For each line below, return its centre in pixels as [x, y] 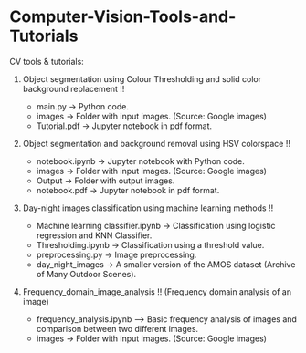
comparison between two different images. [117, 328]
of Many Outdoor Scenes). [86, 274]
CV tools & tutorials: [47, 61]
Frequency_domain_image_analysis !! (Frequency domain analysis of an [157, 291]
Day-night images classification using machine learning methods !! [148, 208]
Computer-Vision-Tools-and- [123, 17]
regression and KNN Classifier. [94, 235]
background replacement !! [74, 88]
